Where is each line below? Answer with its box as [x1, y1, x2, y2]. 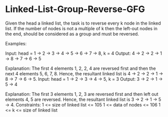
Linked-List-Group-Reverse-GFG [5, 4, 145, 15]
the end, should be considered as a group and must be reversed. [5, 31, 139, 37]
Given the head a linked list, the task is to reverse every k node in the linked [5, 20, 161, 26]
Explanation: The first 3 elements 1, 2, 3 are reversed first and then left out [5, 91, 158, 97]
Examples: [5, 40, 27, 46]
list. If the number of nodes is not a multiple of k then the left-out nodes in [5, 25, 158, 31]
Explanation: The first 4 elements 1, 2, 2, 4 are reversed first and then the [5, 65, 156, 71]
